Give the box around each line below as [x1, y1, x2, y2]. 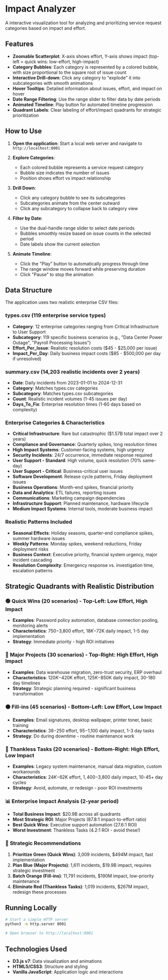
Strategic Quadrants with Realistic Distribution [5, 582, 154, 591]
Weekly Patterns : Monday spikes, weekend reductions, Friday [12, 541, 142, 547]
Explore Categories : [12, 155, 55, 161]
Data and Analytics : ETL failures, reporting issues [12, 489, 117, 496]
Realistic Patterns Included [5, 518, 72, 525]
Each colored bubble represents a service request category [20, 164, 144, 170]
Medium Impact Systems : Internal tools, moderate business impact [12, 506, 153, 512]
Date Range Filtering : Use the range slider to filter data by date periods [12, 96, 161, 102]
